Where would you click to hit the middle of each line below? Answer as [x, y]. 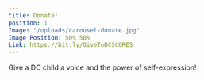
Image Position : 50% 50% [49, 38]
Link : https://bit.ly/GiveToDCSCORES [71, 45]
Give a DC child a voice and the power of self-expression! [102, 67]
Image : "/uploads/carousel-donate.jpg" [74, 30]
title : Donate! [33, 15]
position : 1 [28, 23]
